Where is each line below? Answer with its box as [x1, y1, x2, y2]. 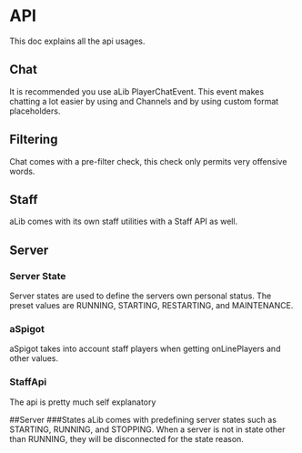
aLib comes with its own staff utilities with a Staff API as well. [9, 216, 238, 227]
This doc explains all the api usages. [9, 35, 146, 46]
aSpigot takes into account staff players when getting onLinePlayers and [9, 343, 281, 355]
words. [9, 166, 35, 176]
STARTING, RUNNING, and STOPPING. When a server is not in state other [9, 424, 286, 435]
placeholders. [9, 106, 61, 116]
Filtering [9, 132, 58, 147]
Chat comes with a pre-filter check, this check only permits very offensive [9, 156, 287, 166]
